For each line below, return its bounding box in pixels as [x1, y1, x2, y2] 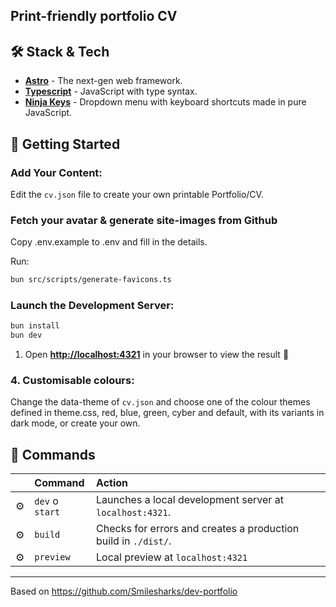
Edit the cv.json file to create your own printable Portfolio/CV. [10, 188, 264, 200]
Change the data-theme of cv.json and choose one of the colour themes [10, 396, 311, 408]
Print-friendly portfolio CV [10, 8, 178, 25]
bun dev [10, 330, 43, 341]
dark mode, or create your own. [10, 417, 141, 429]
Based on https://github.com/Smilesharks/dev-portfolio [10, 585, 238, 598]
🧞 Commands [10, 446, 96, 463]
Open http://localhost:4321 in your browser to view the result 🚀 [24, 349, 290, 361]
